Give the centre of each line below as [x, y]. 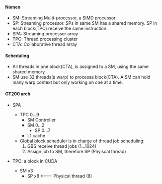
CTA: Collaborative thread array [45, 44]
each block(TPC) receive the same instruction [59, 29]
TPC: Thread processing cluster [45, 39]
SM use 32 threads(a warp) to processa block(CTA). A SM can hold [81, 77]
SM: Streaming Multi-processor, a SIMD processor [64, 18]
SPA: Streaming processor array [45, 34]
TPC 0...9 [29, 115]
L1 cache [36, 135]
